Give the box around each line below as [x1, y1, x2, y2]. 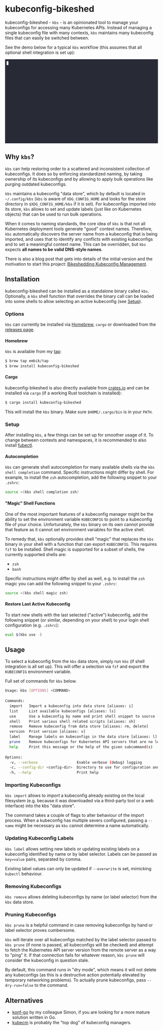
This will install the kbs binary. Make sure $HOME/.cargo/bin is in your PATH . [5, 409, 153, 415]
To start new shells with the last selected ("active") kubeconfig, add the [5, 612, 148, 618]
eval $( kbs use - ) [5, 632, 42, 637]
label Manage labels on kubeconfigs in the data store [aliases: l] [9, 734, 158, 739]
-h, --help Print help [9, 770, 98, 775]
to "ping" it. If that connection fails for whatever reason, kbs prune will [5, 952, 145, 958]
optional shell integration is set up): [5, 50, 75, 55]
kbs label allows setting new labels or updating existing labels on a [5, 846, 140, 852]
